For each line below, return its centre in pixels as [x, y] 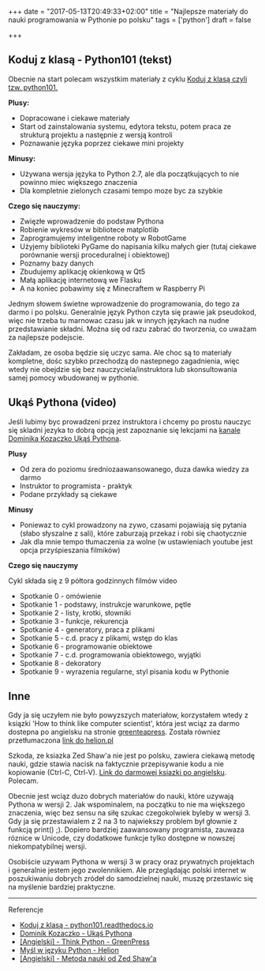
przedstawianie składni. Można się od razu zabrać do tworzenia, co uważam [132, 329]
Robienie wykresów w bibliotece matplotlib [89, 229]
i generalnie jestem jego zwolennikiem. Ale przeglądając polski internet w [127, 870]
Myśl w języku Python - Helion [69, 950]
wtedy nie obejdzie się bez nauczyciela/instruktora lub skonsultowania [123, 369]
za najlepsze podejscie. [47, 337]
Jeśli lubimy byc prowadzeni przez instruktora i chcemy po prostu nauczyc [130, 421]
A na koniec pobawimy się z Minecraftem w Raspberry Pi [112, 288]
